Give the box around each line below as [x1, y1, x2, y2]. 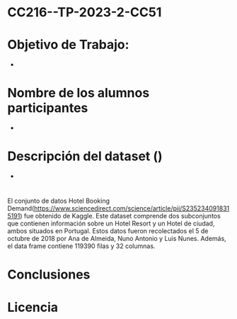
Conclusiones [7, 267, 91, 283]
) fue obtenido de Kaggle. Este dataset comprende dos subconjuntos [20, 212, 221, 220]
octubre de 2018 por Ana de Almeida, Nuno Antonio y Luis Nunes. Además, [7, 235, 226, 243]
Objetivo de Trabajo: [7, 37, 129, 53]
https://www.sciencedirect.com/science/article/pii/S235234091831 [34, 204, 230, 213]
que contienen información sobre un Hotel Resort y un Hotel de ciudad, [7, 219, 215, 228]
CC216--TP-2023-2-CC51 [7, 4, 162, 21]
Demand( [7, 204, 35, 213]
